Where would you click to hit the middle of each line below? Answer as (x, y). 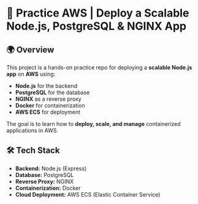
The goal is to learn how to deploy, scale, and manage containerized (93, 124)
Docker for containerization (50, 105)
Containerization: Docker (48, 188)
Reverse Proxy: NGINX (44, 181)
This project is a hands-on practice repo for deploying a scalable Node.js (99, 67)
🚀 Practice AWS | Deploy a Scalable (98, 13)
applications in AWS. (32, 130)
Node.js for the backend (46, 86)
